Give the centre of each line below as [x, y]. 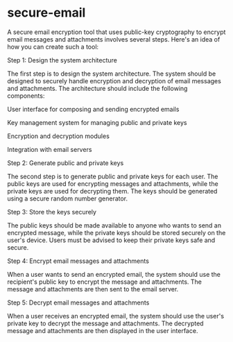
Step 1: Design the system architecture [62, 60]
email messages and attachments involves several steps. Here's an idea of [114, 39]
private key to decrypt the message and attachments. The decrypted [105, 323]
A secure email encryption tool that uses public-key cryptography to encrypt [116, 32]
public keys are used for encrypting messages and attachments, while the [113, 183]
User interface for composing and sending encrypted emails [93, 109]
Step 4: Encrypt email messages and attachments [78, 261]
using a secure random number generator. [68, 198]
